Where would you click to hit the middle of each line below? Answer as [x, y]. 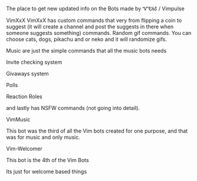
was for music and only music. [43, 137]
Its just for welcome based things [47, 172]
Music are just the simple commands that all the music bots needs [86, 51]
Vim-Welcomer [24, 148]
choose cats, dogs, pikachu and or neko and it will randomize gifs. [86, 39]
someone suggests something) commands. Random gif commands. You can [99, 33]
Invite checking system [34, 62]
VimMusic [18, 119]
